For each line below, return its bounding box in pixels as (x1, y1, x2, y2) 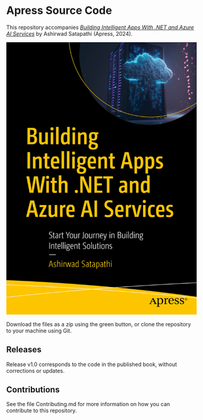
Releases (6, 344, 42, 355)
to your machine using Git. (6, 327, 72, 334)
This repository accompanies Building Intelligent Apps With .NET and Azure (6, 24, 195, 31)
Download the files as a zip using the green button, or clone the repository (6, 320, 192, 327)
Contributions (6, 384, 60, 395)
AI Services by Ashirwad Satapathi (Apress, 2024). (6, 30, 133, 37)
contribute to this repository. (6, 407, 77, 415)
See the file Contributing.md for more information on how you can (6, 401, 170, 408)
